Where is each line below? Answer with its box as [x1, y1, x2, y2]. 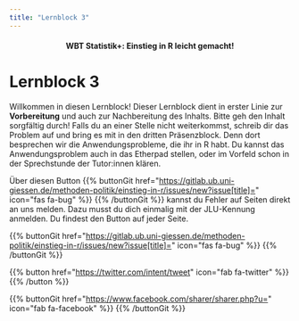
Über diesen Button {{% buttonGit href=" [9, 176, 160, 186]
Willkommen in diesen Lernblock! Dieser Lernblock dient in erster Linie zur [9, 102, 283, 112]
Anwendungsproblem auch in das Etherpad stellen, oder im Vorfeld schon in [9, 149, 290, 160]
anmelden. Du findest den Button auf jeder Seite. [9, 213, 189, 224]
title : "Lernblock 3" [9, 12, 90, 22]
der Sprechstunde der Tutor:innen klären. [9, 158, 162, 169]
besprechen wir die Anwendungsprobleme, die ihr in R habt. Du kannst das [9, 139, 285, 150]
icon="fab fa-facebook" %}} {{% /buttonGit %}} [9, 303, 186, 314]
